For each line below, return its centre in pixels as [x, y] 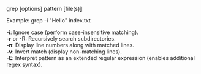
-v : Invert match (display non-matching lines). [64, 52]
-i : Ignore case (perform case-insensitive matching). [73, 32]
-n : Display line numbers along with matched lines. [70, 45]
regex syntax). [25, 64]
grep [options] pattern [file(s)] [44, 9]
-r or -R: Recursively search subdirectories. [61, 39]
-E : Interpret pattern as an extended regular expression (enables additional [100, 58]
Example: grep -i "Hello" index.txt [48, 20]
